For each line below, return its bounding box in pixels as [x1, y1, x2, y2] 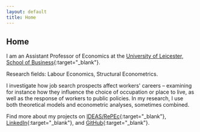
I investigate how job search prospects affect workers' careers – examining [6, 82, 192, 89]
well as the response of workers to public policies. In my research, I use [6, 95, 184, 102]
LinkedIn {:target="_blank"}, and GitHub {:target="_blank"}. [6, 119, 150, 127]
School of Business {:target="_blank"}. [6, 59, 101, 66]
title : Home [6, 14, 36, 20]
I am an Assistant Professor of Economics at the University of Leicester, [6, 52, 184, 60]
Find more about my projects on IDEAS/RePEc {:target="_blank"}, [6, 113, 166, 120]
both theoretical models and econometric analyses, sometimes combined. [6, 101, 190, 109]
